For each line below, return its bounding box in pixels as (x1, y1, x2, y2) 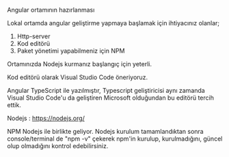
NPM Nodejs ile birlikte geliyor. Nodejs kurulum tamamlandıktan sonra (7, 128, 204, 135)
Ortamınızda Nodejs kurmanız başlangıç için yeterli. (7, 60, 152, 68)
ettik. (7, 101, 22, 109)
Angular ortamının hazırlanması (7, 6, 95, 14)
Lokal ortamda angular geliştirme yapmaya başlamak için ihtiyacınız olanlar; (7, 19, 220, 27)
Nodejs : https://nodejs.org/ (7, 114, 85, 122)
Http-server (16, 32, 51, 40)
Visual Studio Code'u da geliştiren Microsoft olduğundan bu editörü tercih (7, 94, 214, 102)
